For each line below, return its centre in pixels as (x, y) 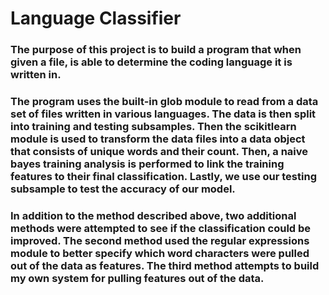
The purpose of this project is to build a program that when (156, 50)
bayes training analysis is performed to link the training (147, 164)
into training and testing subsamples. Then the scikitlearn (153, 127)
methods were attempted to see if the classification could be (161, 228)
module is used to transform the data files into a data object (158, 139)
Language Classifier (96, 18)
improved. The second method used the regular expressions (160, 240)
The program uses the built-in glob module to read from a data (164, 102)
